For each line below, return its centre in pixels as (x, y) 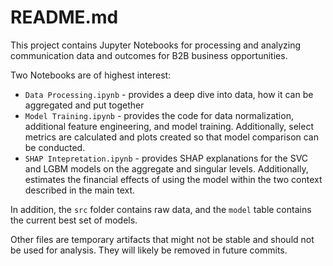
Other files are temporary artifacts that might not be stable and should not (162, 239)
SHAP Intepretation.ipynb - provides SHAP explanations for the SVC (166, 158)
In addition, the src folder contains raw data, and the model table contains (161, 209)
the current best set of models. (74, 220)
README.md (64, 17)
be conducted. (55, 147)
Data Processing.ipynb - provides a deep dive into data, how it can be (169, 94)
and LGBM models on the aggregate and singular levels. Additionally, (166, 168)
